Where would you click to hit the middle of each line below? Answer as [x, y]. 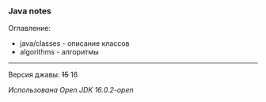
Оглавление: [30, 28]
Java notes [30, 11]
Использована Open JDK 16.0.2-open [71, 90]
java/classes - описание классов [74, 43]
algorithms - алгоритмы [59, 52]
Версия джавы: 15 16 [43, 75]
